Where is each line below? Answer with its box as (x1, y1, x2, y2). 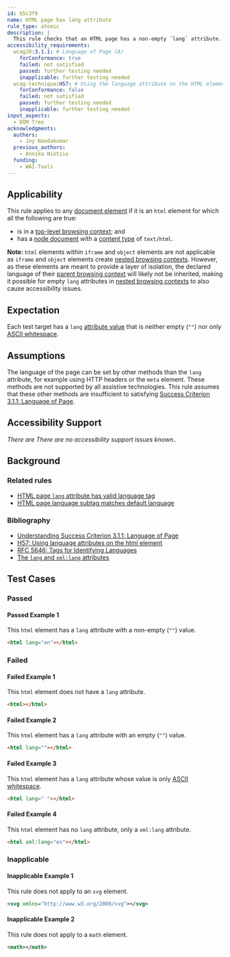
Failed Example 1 (7, 672, 55, 680)
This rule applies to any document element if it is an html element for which (7, 207, 219, 215)
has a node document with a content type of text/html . (16, 235, 173, 243)
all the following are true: (7, 214, 77, 222)
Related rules (7, 476, 53, 485)
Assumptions (7, 349, 66, 361)
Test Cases (7, 573, 56, 585)
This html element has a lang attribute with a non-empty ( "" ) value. (7, 626, 196, 634)
